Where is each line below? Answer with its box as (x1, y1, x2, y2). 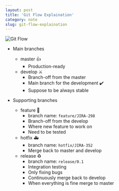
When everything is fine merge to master (28, 180, 114, 186)
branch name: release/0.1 (28, 158, 84, 164)
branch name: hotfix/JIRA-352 (28, 142, 93, 148)
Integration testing (28, 164, 67, 170)
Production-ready (28, 63, 65, 70)
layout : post (5, 7, 33, 13)
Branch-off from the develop (28, 118, 88, 124)
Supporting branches (12, 97, 58, 103)
